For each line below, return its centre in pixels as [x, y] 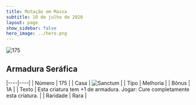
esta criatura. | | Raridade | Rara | [46, 96]
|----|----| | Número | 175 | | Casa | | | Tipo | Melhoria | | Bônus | [98, 83]
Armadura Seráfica [42, 69]
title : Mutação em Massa [37, 12]
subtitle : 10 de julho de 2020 [45, 17]
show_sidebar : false [32, 28]
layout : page [22, 22]
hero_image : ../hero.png [37, 34]
